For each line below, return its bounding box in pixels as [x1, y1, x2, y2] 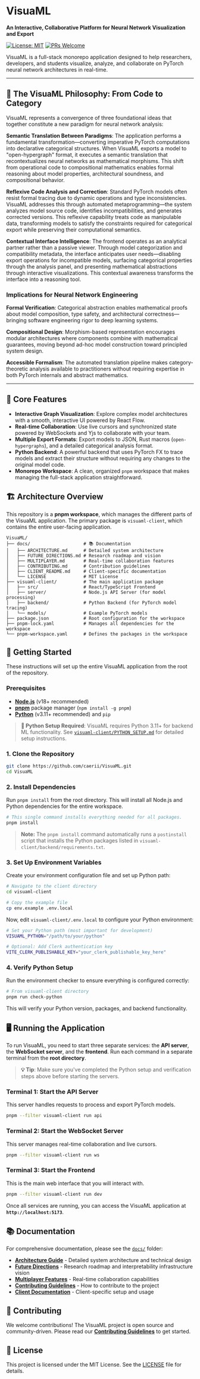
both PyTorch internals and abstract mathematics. [6, 372, 129, 379]
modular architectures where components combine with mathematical [6, 335, 178, 342]
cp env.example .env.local [6, 905, 73, 911]
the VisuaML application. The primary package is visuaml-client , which [6, 517, 183, 524]
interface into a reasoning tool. [6, 276, 82, 283]
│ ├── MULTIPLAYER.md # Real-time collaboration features [6, 558, 174, 564]
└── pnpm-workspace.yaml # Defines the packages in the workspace [6, 631, 187, 637]
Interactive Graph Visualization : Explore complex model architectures [14, 410, 188, 417]
